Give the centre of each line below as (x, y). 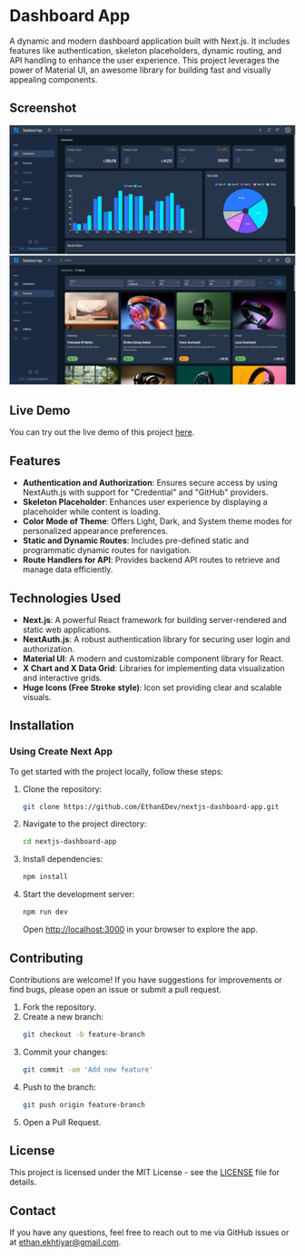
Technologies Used (65, 598)
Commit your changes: (65, 1052)
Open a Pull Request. (62, 1122)
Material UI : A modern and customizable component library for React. (153, 658)
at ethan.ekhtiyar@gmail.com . (65, 1242)
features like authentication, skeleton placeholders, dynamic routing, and (145, 50)
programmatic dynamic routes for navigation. (107, 550)
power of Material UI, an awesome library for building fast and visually (140, 70)
